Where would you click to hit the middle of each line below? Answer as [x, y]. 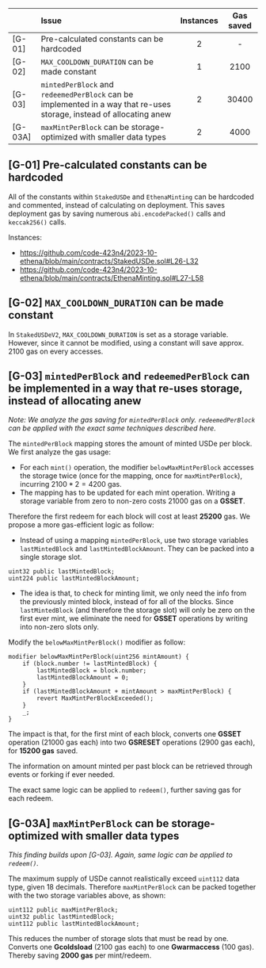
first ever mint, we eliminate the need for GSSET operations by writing [133, 618]
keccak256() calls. [37, 222]
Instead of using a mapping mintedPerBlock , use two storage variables [134, 540]
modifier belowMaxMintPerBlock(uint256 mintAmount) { [99, 657]
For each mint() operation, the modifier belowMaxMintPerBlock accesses [137, 468]
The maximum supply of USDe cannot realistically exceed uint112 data [124, 878]
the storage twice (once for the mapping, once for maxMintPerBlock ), [131, 476]
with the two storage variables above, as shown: [87, 896]
